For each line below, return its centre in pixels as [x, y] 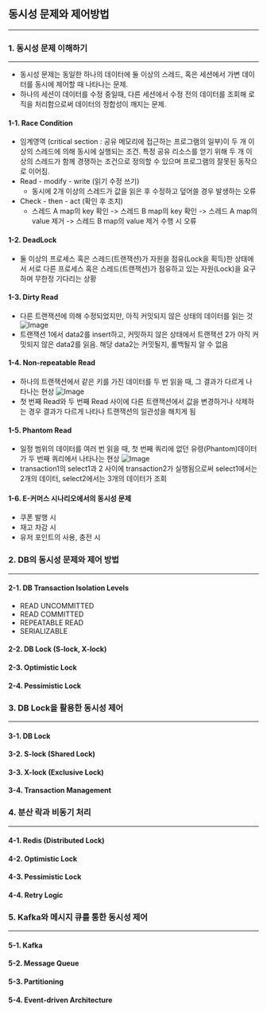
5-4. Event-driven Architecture [60, 1000]
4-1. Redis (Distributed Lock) [56, 841]
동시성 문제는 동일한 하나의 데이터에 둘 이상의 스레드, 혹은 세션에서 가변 [130, 75]
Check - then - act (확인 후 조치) [71, 201]
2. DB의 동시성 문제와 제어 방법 [64, 560]
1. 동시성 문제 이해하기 [48, 48]
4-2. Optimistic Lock [43, 858]
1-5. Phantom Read [40, 430]
